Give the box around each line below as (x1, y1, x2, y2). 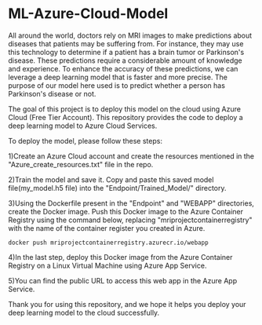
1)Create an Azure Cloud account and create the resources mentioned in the (8, 151, 255, 161)
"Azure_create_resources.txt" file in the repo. (8, 159, 154, 169)
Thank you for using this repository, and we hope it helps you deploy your (8, 299, 246, 309)
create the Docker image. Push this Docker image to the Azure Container (8, 206, 244, 216)
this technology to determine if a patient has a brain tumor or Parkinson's (8, 47, 245, 57)
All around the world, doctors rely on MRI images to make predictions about (8, 31, 253, 40)
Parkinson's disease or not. (8, 89, 96, 98)
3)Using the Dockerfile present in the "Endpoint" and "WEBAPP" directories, (8, 198, 255, 208)
